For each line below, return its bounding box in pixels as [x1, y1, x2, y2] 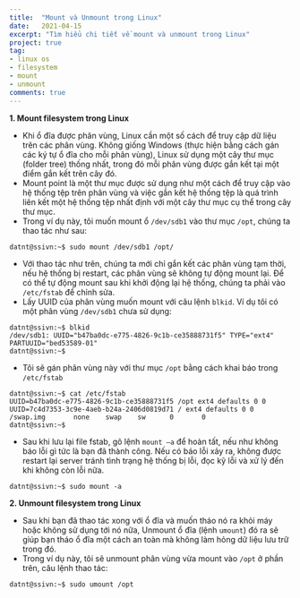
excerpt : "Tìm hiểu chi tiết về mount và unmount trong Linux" [9, 30, 251, 38]
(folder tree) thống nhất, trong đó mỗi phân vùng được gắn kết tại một [21, 158, 279, 169]
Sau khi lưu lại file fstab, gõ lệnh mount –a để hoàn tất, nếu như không [21, 436, 279, 447]
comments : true [9, 88, 66, 97]
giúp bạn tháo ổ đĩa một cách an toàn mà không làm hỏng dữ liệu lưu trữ [21, 534, 289, 544]
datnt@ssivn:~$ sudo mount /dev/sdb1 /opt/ [9, 243, 175, 252]
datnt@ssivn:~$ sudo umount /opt [9, 579, 134, 589]
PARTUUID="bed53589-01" [9, 338, 99, 347]
